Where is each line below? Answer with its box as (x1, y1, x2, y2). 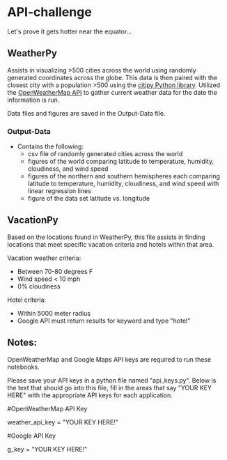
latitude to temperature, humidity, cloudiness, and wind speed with (27, 179, 219, 188)
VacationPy (7, 214, 58, 227)
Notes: (7, 337, 37, 348)
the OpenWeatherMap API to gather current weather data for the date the (7, 88, 218, 96)
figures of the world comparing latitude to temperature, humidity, (27, 158, 214, 166)
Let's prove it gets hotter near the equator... (7, 27, 132, 36)
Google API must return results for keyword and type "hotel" (17, 316, 191, 325)
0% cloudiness (17, 282, 61, 290)
